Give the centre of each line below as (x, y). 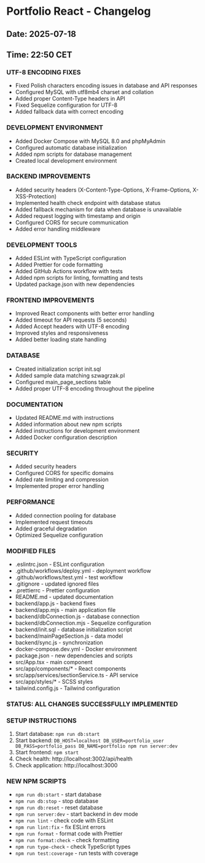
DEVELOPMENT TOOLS (42, 245)
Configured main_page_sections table (63, 382)
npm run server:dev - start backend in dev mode (77, 814)
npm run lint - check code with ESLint (64, 821)
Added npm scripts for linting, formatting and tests (79, 278)
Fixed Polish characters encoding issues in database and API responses (106, 86)
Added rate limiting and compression (62, 479)
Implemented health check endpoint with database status (88, 203)
